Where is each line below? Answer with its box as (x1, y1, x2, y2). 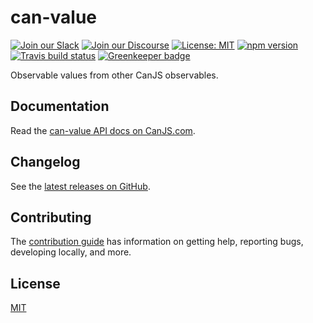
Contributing (10, 209, 92, 226)
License (10, 275, 61, 292)
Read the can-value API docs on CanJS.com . (10, 124, 196, 136)
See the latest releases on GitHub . (10, 180, 151, 192)
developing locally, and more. (10, 246, 132, 258)
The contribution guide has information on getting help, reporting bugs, (10, 236, 304, 248)
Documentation (10, 98, 110, 115)
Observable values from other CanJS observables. (10, 69, 219, 81)
